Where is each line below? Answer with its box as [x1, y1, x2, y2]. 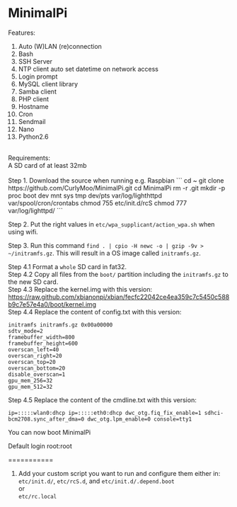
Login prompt [18, 72, 58, 81]
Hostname [18, 102, 49, 110]
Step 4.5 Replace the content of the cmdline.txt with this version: [8, 395, 197, 404]
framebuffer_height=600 [8, 340, 79, 347]
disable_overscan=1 [8, 370, 66, 378]
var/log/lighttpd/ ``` [8, 206, 63, 215]
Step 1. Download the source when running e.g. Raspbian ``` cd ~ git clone [8, 176, 225, 185]
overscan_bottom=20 [8, 365, 66, 372]
